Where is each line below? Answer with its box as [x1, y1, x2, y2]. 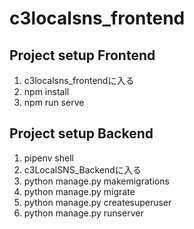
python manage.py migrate [23, 185, 136, 197]
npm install [23, 86, 70, 97]
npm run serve [23, 97, 85, 108]
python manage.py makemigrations [23, 175, 170, 187]
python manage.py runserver [23, 207, 144, 219]
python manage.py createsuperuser [23, 196, 172, 208]
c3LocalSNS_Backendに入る [23, 163, 142, 176]
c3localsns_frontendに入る [23, 75, 135, 86]
